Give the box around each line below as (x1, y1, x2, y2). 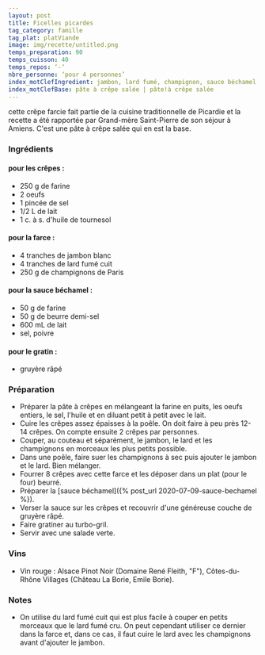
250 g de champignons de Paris (19, 267, 124, 277)
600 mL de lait (19, 320, 67, 329)
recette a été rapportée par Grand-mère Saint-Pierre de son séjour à (8, 116, 231, 125)
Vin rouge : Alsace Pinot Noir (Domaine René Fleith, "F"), (19, 566, 205, 576)
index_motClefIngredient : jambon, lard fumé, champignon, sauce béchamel (8, 78, 257, 86)
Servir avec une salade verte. (19, 528, 115, 538)
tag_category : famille (8, 26, 83, 34)
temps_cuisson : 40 (8, 56, 69, 64)
